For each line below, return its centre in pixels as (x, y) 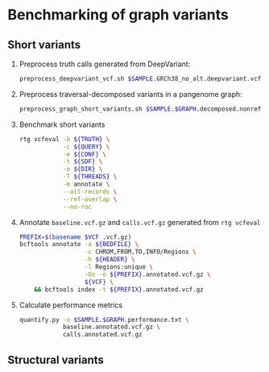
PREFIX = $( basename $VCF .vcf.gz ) (75, 237)
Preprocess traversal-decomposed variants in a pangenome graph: (130, 94)
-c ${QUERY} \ (86, 147)
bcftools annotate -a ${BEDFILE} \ (79, 245)
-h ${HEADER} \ (110, 260)
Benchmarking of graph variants (118, 15)
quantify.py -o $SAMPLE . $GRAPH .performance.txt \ (104, 320)
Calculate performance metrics (70, 305)
